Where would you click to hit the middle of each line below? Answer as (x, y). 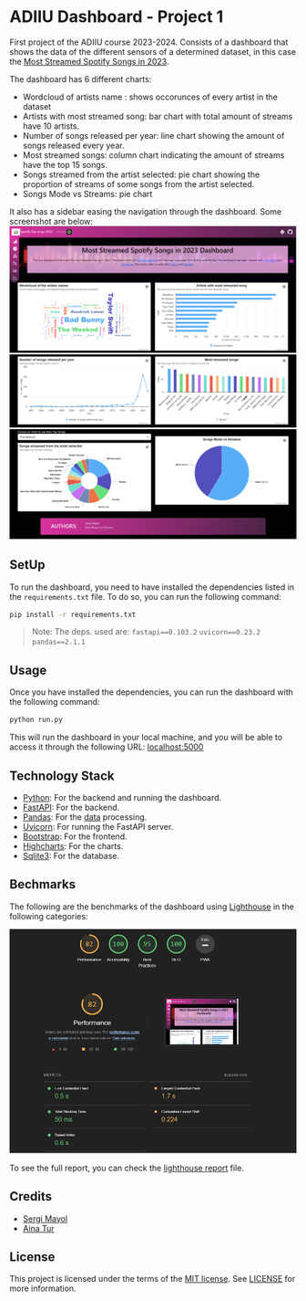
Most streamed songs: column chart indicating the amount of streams (153, 155)
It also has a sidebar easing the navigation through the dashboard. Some (146, 211)
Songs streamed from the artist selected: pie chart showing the (141, 174)
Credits (31, 1196)
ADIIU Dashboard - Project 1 (117, 17)
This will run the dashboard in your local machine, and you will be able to (146, 738)
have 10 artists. (51, 126)
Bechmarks (43, 884)
